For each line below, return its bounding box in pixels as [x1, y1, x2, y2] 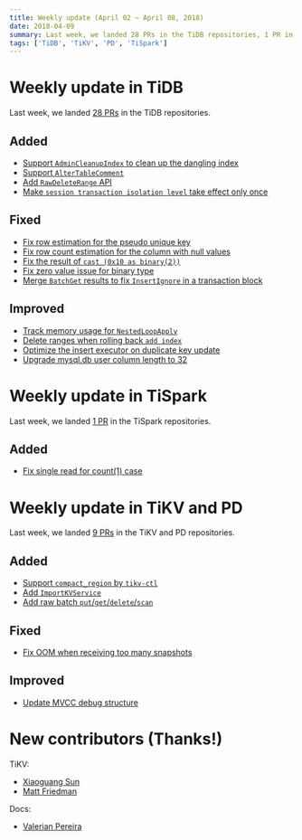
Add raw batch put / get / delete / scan [22, 597, 154, 608]
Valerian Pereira [22, 820, 82, 832]
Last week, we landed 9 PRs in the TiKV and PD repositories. [9, 527, 235, 538]
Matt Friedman [22, 786, 78, 797]
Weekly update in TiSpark [9, 385, 208, 406]
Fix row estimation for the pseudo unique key [22, 236, 192, 247]
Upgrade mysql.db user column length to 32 [22, 354, 188, 364]
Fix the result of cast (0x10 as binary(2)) [22, 255, 181, 267]
